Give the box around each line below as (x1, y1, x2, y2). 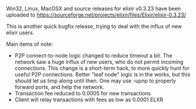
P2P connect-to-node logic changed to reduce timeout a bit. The (14, 52, 173, 59)
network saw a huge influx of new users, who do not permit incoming (14, 59, 184, 65)
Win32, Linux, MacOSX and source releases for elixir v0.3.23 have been (6, 5, 181, 12)
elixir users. (6, 29, 34, 36)
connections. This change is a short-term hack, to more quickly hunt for (14, 65, 190, 72)
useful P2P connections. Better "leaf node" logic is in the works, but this (14, 71, 191, 78)
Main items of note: (6, 41, 53, 47)
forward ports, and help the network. (14, 84, 104, 91)
